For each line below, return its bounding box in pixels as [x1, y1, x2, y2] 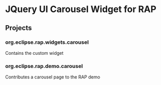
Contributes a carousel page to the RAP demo [5, 74, 101, 80]
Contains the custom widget [5, 50, 64, 56]
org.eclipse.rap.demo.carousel [5, 62, 83, 69]
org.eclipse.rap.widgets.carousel [5, 39, 89, 46]
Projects [5, 24, 32, 32]
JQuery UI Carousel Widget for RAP [5, 4, 157, 15]
